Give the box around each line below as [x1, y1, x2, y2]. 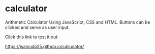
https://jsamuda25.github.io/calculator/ [5, 43, 84, 49]
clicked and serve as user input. [5, 24, 70, 30]
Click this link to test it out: [5, 34, 59, 40]
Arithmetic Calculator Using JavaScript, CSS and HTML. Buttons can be [5, 19, 151, 25]
